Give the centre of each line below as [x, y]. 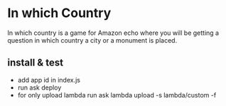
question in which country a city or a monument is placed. [92, 40]
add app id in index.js [49, 80]
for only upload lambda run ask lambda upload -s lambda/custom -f [117, 95]
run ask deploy [39, 88]
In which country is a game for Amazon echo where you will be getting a [113, 33]
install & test [36, 63]
